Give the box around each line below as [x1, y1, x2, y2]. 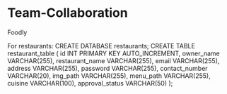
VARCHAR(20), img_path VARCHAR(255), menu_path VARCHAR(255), [7, 72, 211, 80]
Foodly [7, 28, 28, 36]
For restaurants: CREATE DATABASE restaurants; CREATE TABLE [7, 41, 196, 50]
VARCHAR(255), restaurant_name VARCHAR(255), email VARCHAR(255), [7, 56, 220, 65]
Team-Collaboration [7, 5, 129, 21]
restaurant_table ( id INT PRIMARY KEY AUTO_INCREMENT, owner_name [7, 49, 221, 58]
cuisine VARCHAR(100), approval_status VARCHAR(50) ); [7, 79, 173, 87]
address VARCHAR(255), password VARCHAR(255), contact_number [7, 64, 208, 72]
